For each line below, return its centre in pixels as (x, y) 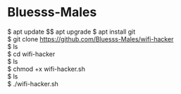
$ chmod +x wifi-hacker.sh (46, 69)
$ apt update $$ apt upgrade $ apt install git (71, 32)
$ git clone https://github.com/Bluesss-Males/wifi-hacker (90, 39)
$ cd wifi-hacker (31, 54)
